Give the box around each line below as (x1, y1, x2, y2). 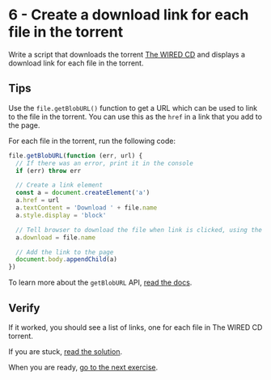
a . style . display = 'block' (15, 211, 107, 219)
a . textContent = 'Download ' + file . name (15, 204, 158, 212)
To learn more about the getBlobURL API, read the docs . (8, 277, 193, 288)
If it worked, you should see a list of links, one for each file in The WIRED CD (8, 322, 263, 332)
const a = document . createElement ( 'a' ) (15, 188, 150, 197)
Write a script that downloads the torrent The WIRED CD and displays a (8, 49, 245, 59)
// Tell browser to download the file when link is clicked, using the (15, 226, 263, 234)
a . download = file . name (15, 233, 95, 242)
